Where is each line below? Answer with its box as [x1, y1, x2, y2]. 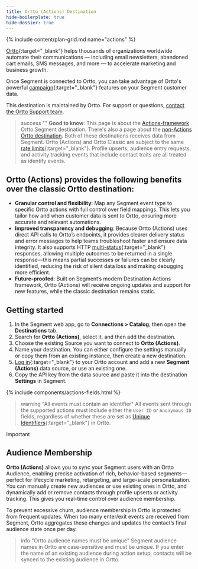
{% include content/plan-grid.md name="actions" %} [6, 36, 136, 43]
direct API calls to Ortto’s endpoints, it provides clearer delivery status [14, 231, 185, 238]
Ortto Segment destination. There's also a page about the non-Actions [20, 126, 192, 133]
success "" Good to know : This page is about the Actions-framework [20, 120, 190, 127]
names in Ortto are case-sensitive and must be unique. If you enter [20, 543, 184, 550]
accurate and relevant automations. [14, 219, 102, 226]
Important [6, 431, 30, 437]
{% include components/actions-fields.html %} [6, 389, 121, 396]
